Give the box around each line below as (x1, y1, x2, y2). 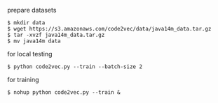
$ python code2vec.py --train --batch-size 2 (7, 63, 142, 70)
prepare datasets (7, 6, 57, 14)
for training (7, 76, 39, 84)
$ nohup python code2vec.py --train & (7, 89, 121, 96)
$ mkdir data (7, 19, 46, 26)
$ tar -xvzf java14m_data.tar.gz (7, 31, 105, 38)
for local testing (7, 50, 53, 58)
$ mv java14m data (7, 38, 61, 45)
